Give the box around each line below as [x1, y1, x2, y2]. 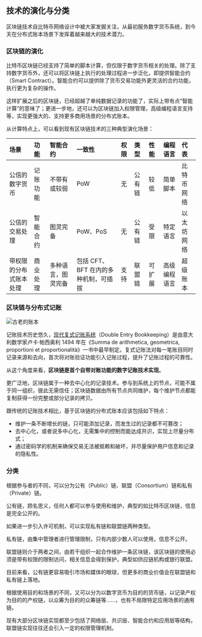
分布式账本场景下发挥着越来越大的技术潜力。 [16, 30, 127, 37]
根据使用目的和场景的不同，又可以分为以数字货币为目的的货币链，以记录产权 [6, 589, 196, 596]
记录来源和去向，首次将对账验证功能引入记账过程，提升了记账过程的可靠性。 [6, 353, 196, 361]
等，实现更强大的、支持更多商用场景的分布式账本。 [6, 112, 133, 119]
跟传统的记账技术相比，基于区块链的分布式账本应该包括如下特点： [6, 407, 170, 414]
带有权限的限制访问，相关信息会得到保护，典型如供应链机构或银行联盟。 [16, 556, 196, 563]
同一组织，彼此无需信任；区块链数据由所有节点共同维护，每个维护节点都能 [11, 387, 196, 394]
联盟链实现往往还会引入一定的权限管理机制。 [6, 624, 117, 632]
